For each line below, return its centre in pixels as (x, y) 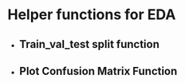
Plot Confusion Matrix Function (98, 71)
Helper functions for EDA (92, 15)
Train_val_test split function (89, 44)
